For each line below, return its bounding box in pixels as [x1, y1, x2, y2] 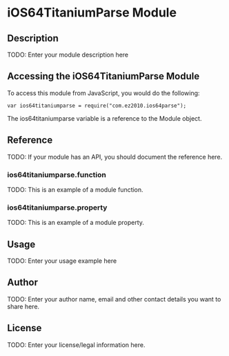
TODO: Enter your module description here [7, 50, 129, 59]
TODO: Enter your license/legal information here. [7, 340, 146, 349]
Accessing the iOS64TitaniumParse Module [7, 70, 200, 82]
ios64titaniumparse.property [7, 202, 108, 212]
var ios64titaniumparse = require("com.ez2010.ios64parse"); [7, 102, 187, 109]
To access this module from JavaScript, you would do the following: [7, 88, 200, 97]
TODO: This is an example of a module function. [7, 185, 143, 194]
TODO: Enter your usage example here [7, 257, 117, 265]
